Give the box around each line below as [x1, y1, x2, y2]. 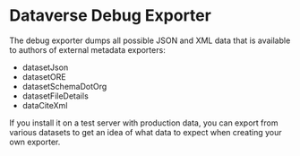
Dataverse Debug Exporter [9, 5, 212, 26]
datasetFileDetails [21, 91, 90, 101]
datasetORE [21, 71, 67, 82]
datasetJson [21, 62, 69, 73]
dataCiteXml [21, 100, 68, 110]
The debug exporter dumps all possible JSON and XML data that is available [9, 35, 291, 46]
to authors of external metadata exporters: [9, 44, 166, 55]
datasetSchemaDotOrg [21, 81, 107, 91]
